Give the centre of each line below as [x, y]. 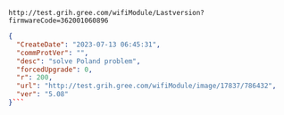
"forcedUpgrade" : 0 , [54, 70]
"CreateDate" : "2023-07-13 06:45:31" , [89, 45]
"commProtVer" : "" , [53, 53]
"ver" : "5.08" [42, 94]
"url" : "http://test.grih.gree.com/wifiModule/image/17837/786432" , [146, 86]
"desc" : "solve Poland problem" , [79, 61]
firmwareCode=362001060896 [58, 21]
